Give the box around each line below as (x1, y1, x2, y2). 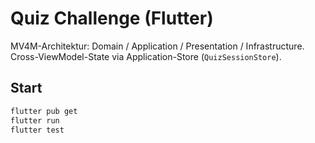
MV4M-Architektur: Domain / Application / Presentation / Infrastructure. (10, 40, 305, 52)
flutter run (10, 115, 60, 126)
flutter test (10, 125, 65, 135)
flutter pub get (10, 106, 78, 116)
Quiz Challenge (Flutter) (10, 7, 214, 30)
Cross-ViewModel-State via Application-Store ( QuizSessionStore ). (10, 50, 282, 62)
